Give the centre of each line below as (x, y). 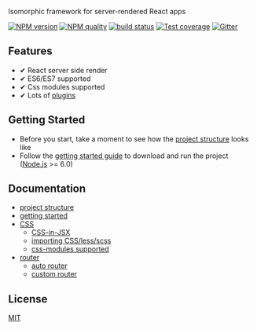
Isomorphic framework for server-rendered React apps (97, 11)
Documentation (47, 189)
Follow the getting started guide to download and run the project (124, 156)
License (28, 299)
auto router (50, 266)
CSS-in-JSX (51, 233)
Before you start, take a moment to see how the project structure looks (134, 139)
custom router (54, 274)
